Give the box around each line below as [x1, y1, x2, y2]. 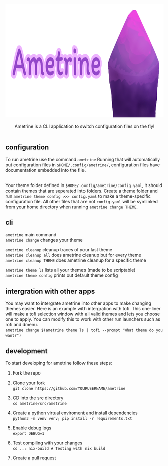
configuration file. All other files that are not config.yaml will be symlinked [5, 198, 158, 204]
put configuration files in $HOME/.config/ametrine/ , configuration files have [5, 162, 160, 168]
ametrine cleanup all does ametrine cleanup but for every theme [5, 252, 142, 258]
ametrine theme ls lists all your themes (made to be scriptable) [5, 267, 136, 273]
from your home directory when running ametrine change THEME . [5, 204, 138, 210]
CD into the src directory [12, 395, 64, 401]
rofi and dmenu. [5, 322, 39, 328]
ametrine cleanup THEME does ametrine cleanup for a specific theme [5, 257, 147, 263]
